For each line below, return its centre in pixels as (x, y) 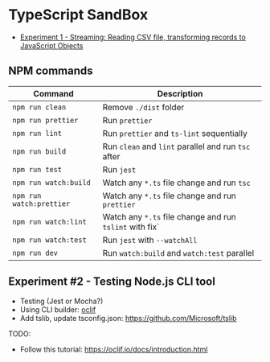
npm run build (39, 151)
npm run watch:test (49, 240)
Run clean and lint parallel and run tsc (176, 146)
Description (180, 93)
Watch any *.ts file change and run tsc (176, 183)
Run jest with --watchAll (150, 240)
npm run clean (39, 107)
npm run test (37, 169)
